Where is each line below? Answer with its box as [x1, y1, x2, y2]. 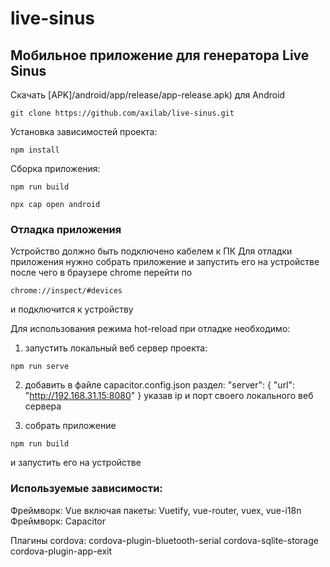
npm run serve [10, 362, 70, 372]
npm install [10, 145, 60, 155]
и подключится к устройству [10, 303, 134, 316]
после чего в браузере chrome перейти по [10, 267, 193, 279]
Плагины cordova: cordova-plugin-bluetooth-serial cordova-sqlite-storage [10, 534, 319, 546]
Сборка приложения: [10, 163, 101, 174]
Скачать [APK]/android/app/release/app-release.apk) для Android [10, 89, 286, 101]
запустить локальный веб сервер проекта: [24, 342, 208, 354]
